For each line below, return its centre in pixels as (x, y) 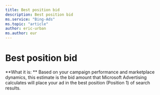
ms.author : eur (21, 33)
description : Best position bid (39, 15)
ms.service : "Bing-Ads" (30, 19)
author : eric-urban (26, 29)
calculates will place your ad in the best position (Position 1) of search (78, 82)
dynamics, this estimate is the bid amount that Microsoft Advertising (76, 77)
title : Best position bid (32, 10)
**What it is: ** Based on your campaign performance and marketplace (80, 72)
